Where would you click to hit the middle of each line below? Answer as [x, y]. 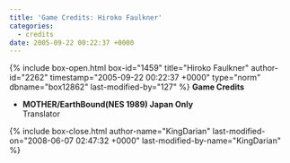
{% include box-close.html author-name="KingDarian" [110, 132]
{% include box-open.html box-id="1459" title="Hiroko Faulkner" [129, 68]
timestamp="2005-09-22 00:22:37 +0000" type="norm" [155, 78]
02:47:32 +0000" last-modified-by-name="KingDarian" [178, 141]
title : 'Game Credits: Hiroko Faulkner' [86, 17]
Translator [41, 114]
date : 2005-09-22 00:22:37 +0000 [72, 43]
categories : [31, 26]
